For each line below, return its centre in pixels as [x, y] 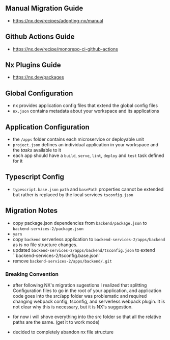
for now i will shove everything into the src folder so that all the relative [87, 317]
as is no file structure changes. [45, 245]
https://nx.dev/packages [38, 77]
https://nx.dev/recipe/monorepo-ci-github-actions [65, 49]
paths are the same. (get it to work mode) [56, 322]
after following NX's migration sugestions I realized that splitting [80, 285]
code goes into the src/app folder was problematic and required [80, 296]
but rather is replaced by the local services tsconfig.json [73, 194]
